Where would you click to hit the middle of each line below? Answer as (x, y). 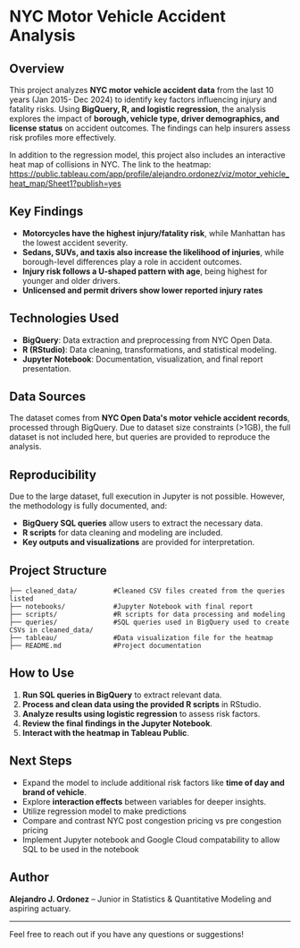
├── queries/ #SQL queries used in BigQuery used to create (150, 623)
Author (29, 878)
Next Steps (41, 761)
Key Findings (46, 212)
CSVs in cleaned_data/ (51, 630)
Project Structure (58, 570)
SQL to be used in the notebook (80, 849)
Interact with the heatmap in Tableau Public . (106, 732)
